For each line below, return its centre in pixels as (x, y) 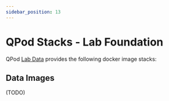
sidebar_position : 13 (33, 12)
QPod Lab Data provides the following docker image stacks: (81, 59)
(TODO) (16, 92)
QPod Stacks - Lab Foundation (85, 42)
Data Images (30, 78)
